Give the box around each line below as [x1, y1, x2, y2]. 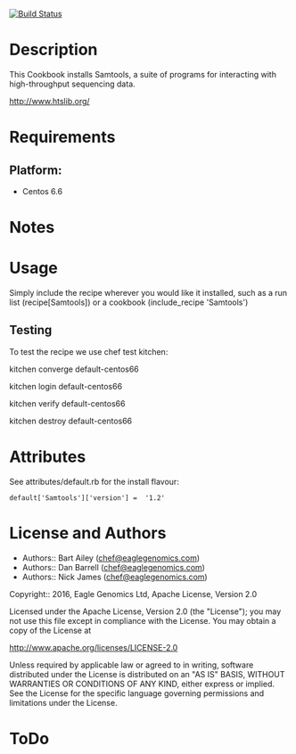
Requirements [9, 127, 116, 147]
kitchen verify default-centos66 [9, 397, 126, 409]
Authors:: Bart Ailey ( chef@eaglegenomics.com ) [21, 553, 201, 563]
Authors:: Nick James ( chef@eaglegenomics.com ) [21, 571, 208, 582]
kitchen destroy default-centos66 [9, 415, 133, 426]
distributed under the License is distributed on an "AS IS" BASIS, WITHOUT [9, 668, 285, 679]
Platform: [9, 162, 62, 177]
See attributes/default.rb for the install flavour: [9, 476, 180, 487]
